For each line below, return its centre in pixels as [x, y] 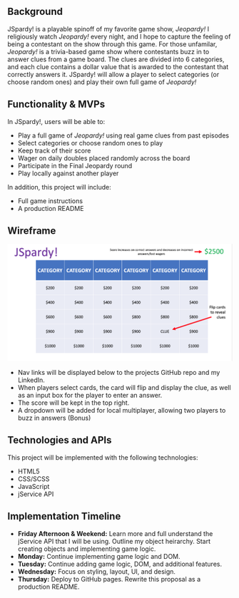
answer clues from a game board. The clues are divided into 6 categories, [116, 59]
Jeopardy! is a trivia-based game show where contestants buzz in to [108, 51]
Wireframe [32, 231]
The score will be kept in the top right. [73, 403]
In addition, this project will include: [60, 187]
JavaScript [34, 486]
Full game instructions [50, 201]
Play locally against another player [68, 173]
